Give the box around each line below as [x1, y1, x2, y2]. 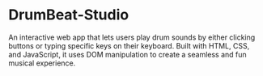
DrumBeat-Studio [8, 6, 129, 24]
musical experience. [8, 58, 76, 68]
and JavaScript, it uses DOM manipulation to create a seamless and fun [8, 49, 247, 59]
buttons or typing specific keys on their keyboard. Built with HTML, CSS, [8, 40, 250, 50]
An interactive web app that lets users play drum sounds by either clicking [8, 32, 256, 42]
